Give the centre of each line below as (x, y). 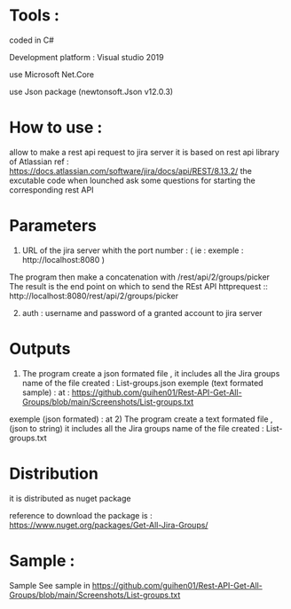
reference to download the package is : (81, 515)
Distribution (54, 474)
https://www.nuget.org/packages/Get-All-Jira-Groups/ (109, 525)
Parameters (53, 226)
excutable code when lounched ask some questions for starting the (132, 180)
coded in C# (32, 40)
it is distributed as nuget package (70, 498)
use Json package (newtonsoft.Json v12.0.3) (91, 91)
